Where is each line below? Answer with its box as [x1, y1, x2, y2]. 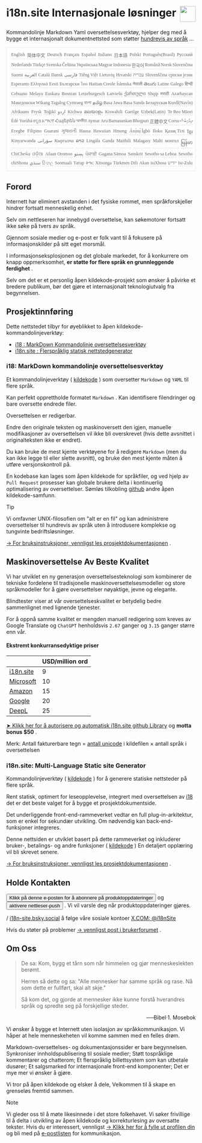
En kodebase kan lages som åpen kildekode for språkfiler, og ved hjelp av [6, 472, 189, 480]
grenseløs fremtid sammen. [6, 1087, 75, 1094]
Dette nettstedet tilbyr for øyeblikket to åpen [6, 323, 115, 330]
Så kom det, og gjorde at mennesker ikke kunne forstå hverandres [20, 996, 185, 1003]
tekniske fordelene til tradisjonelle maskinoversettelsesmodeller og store [6, 579, 186, 586]
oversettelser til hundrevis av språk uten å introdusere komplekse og [6, 521, 176, 528]
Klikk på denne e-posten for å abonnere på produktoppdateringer [9, 894, 153, 901]
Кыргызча [54, 137, 74, 144]
